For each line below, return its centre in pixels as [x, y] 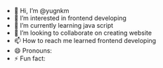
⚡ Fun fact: [30, 58]
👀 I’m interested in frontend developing [70, 18]
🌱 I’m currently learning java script [64, 25]
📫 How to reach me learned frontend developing [85, 41]
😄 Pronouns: [33, 51]
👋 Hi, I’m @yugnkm [41, 11]
